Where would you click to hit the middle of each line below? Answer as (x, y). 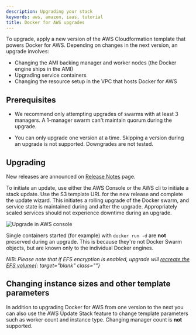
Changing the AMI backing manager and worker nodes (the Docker (95, 63)
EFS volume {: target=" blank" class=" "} (53, 265)
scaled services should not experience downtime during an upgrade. (89, 213)
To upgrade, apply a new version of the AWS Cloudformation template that (96, 39)
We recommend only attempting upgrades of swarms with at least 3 (96, 114)
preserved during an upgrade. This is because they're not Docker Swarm (94, 242)
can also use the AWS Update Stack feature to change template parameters (97, 313)
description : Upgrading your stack (49, 11)
